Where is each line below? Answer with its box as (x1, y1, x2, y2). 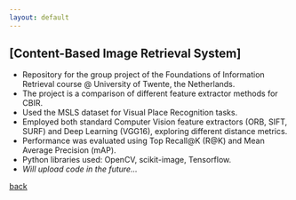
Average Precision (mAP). (21, 145, 117, 156)
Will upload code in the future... (21, 164, 138, 174)
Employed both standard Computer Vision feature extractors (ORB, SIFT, (21, 116, 288, 127)
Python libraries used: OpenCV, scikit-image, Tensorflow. (21, 155, 232, 165)
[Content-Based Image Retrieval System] (9, 46, 242, 61)
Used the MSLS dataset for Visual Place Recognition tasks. (21, 108, 238, 118)
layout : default (9, 12, 69, 22)
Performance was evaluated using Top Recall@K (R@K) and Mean (21, 135, 265, 147)
